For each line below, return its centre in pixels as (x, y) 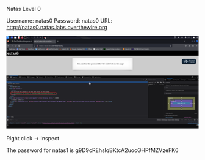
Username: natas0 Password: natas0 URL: (59, 21)
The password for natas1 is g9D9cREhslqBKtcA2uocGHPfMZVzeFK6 (92, 150)
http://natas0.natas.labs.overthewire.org (57, 27)
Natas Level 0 (23, 9)
